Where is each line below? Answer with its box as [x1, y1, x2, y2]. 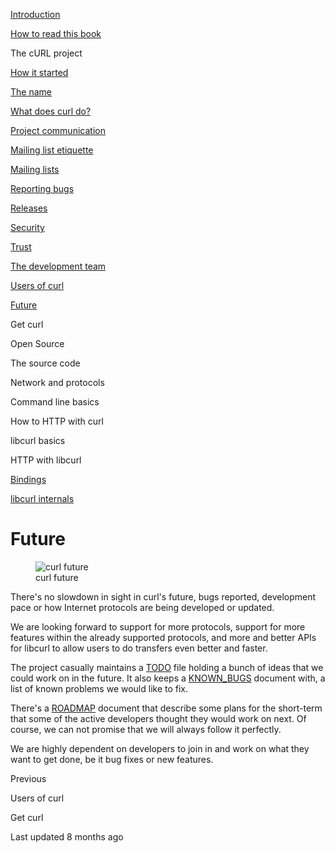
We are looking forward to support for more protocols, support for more [10, 620, 306, 633]
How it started [10, 67, 69, 78]
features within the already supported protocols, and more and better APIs [10, 631, 317, 643]
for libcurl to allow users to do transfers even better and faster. [10, 642, 268, 654]
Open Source [10, 338, 65, 349]
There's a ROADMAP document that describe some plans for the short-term [10, 702, 323, 714]
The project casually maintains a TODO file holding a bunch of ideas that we [10, 661, 324, 673]
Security [10, 222, 45, 233]
